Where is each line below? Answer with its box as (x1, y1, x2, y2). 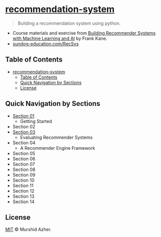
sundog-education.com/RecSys (12, 40, 79, 46)
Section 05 (12, 150, 35, 156)
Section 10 (12, 177, 35, 183)
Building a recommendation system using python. (17, 20, 121, 26)
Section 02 (12, 124, 35, 130)
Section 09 (12, 171, 36, 177)
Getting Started (20, 118, 52, 124)
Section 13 (12, 193, 34, 199)
